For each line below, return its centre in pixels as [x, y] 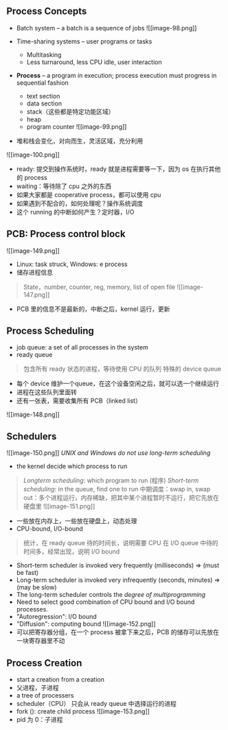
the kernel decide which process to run [72, 466]
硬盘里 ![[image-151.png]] [59, 507]
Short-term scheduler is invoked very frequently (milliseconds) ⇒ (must [118, 565]
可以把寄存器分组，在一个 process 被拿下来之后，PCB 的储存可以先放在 [117, 632]
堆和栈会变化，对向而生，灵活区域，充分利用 [80, 141]
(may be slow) [36, 587]
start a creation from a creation [60, 680]
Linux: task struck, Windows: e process [72, 264]
